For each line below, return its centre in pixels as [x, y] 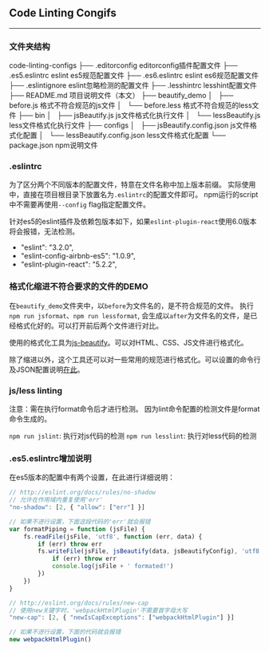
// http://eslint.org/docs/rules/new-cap [79, 603]
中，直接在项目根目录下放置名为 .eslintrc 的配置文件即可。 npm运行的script [134, 195]
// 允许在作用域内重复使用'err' [56, 500]
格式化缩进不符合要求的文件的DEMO [79, 286]
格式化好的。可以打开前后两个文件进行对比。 [89, 325]
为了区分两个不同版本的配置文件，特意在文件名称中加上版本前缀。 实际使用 [133, 185]
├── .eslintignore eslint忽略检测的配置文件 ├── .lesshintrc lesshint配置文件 [133, 85]
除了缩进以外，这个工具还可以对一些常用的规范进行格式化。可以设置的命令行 [135, 359]
